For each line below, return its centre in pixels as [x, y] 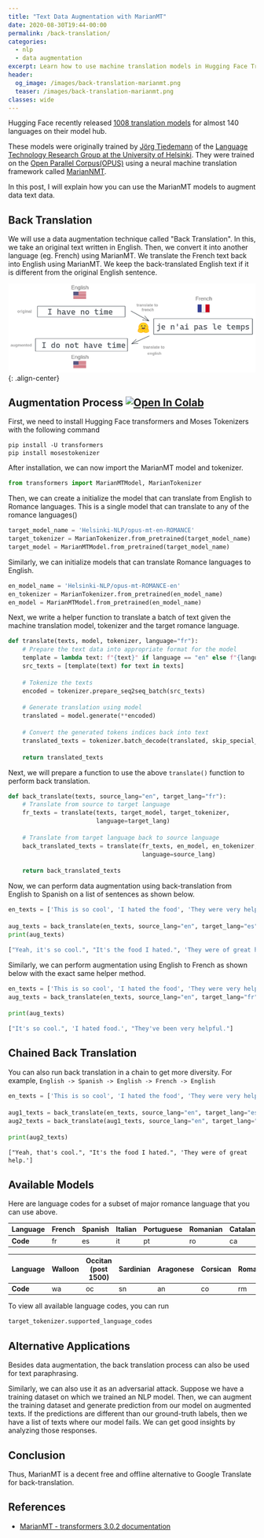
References [37, 1507]
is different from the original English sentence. [83, 272]
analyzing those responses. [53, 1431]
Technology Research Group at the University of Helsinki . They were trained [131, 155]
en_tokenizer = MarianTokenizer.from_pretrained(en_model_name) [115, 594]
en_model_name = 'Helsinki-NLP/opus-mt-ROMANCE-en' [94, 586]
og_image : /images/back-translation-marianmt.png [98, 83]
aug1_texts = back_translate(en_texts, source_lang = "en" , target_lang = [128, 1113]
